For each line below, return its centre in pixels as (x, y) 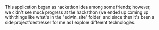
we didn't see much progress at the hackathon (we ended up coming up (77, 12)
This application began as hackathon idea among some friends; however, (78, 7)
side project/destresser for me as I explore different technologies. (70, 22)
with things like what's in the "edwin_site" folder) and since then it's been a (80, 17)
